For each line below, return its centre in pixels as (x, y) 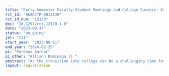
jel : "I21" (17, 38)
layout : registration (28, 65)
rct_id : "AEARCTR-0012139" (33, 14)
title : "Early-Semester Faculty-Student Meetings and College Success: (82, 10)
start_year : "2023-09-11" (32, 42)
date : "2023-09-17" (26, 28)
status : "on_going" (26, 33)
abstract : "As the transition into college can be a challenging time (81, 61)
